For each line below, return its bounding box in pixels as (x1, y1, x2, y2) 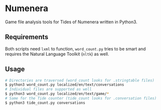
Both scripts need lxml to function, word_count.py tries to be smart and (5, 46, 146, 51)
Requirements (5, 33, 48, 41)
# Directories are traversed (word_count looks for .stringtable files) (5, 78, 155, 83)
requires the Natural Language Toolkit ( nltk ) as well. (5, 51, 109, 57)
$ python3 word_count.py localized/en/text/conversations (5, 82, 124, 87)
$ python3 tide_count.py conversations (5, 100, 86, 105)
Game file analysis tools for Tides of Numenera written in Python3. (5, 19, 138, 25)
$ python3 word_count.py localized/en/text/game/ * (5, 92, 109, 96)
